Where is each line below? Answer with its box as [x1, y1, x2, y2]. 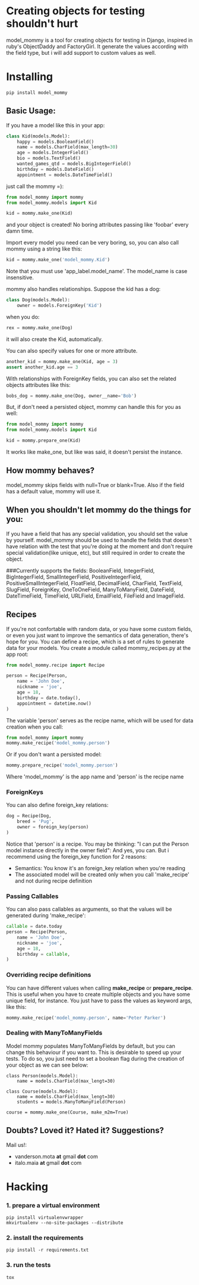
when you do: [6, 313, 40, 320]
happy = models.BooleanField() [17, 139, 94, 145]
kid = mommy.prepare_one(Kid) [6, 437, 81, 444]
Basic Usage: [6, 106, 56, 116]
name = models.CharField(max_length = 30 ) [17, 144, 118, 150]
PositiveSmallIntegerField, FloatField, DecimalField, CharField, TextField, [6, 579, 183, 587]
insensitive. [6, 274, 34, 281]
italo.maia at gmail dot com [14, 1159, 82, 1166]
